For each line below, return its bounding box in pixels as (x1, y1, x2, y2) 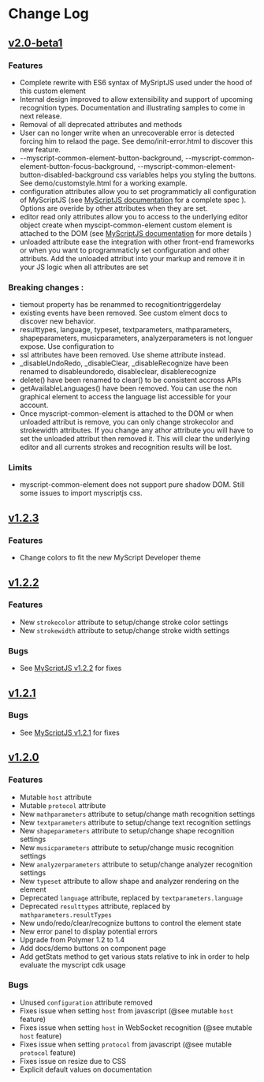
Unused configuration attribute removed (19, 998, 153, 1007)
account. (19, 400, 49, 410)
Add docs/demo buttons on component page (19, 943, 166, 953)
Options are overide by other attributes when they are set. (19, 203, 208, 213)
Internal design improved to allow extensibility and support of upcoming (19, 94, 254, 103)
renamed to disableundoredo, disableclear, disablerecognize (19, 367, 217, 376)
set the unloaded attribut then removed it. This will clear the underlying (19, 434, 251, 444)
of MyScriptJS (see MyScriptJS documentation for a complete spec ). (19, 195, 247, 204)
